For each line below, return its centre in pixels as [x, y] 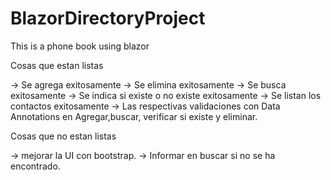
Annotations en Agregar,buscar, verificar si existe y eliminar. [134, 116]
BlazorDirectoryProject [108, 18]
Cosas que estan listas [57, 65]
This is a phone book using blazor [80, 46]
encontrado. [35, 166]
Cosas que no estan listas [63, 136]
